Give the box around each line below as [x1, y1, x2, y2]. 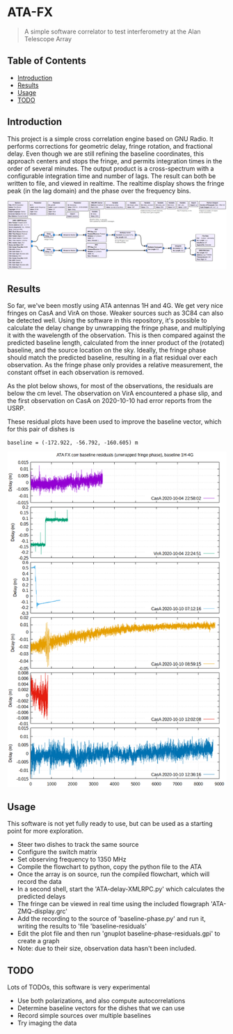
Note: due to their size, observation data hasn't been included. [17, 944, 197, 953]
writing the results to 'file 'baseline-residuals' [17, 922, 147, 931]
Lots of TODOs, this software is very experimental [7, 982, 150, 991]
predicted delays [17, 892, 66, 901]
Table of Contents [7, 55, 87, 67]
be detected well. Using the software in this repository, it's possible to [7, 316, 207, 325]
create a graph [17, 937, 60, 945]
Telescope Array [24, 34, 72, 43]
